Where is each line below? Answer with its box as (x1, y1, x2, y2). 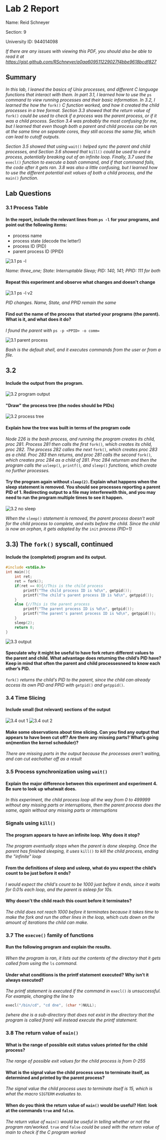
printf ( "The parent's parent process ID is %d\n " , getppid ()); (23, 611, 156, 616)
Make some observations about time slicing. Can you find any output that (5, 729, 160, 735)
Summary (5, 73, 37, 82)
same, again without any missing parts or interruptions (5, 807, 118, 813)
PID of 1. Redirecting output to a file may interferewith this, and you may (5, 489, 156, 495)
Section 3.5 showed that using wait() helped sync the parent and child (5, 143, 150, 149)
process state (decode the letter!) (12, 238, 81, 244)
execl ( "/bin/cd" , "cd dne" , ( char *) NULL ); (5, 1003, 97, 1008)
